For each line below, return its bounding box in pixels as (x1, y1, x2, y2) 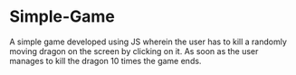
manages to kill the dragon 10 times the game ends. (9, 55, 202, 66)
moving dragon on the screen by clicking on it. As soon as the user (9, 45, 259, 56)
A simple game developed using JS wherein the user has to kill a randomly (9, 36, 288, 47)
